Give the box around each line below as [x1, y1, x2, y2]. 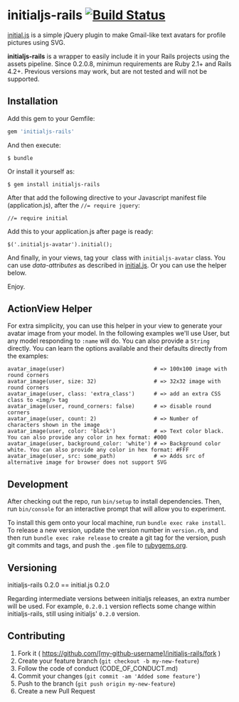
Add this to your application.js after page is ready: [7, 227, 154, 235]
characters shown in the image [7, 422, 100, 429]
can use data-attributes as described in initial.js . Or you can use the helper [7, 260, 227, 270]
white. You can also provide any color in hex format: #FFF [7, 447, 190, 454]
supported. [7, 75, 40, 83]
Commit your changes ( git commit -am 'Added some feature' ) [17, 671, 201, 680]
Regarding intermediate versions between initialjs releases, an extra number [7, 595, 230, 603]
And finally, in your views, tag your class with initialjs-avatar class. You [7, 253, 225, 262]
